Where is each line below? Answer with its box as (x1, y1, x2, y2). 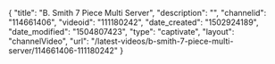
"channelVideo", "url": (8, 36, 90, 46)
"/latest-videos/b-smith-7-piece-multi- (91, 36, 234, 46)
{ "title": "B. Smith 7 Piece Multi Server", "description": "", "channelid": (8, 8, 267, 18)
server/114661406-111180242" (8, 45, 118, 56)
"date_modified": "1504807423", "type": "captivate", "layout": (8, 27, 235, 36)
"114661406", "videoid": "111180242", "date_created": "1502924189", (8, 17, 260, 28)
